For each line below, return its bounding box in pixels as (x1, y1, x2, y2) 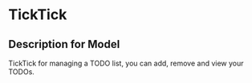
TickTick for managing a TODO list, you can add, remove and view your (8, 58, 244, 68)
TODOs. (8, 67, 35, 77)
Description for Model (8, 38, 120, 51)
